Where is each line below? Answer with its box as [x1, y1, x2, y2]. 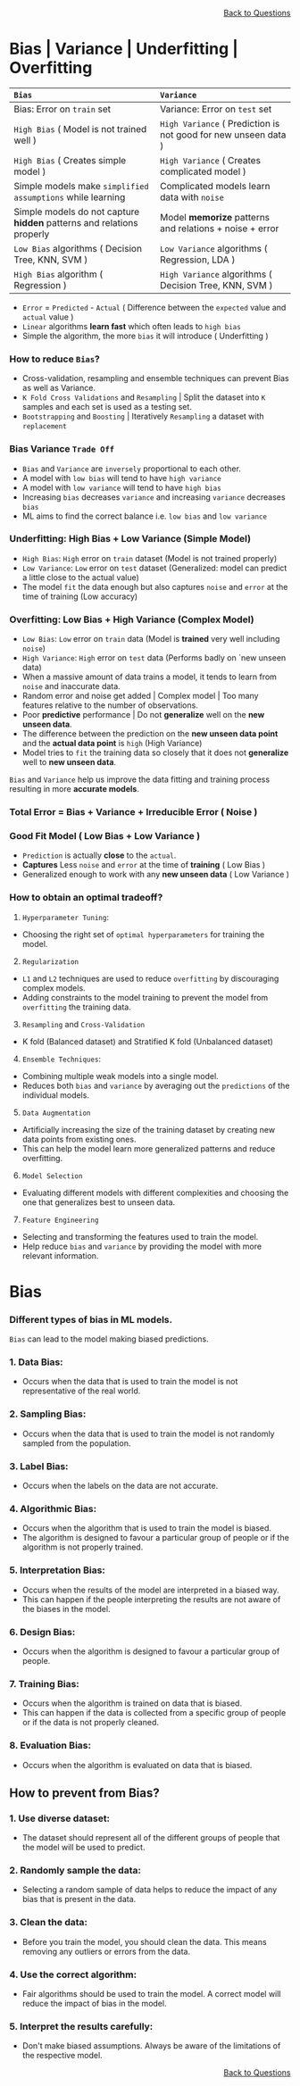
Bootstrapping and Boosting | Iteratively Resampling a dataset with [21, 411, 265, 422]
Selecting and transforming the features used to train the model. [21, 1231, 259, 1242]
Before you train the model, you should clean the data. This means [21, 1936, 267, 1947]
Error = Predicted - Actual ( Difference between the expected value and [21, 302, 287, 312]
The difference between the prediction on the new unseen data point [21, 728, 279, 739]
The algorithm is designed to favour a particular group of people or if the [21, 1533, 290, 1543]
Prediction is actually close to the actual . [21, 850, 177, 860]
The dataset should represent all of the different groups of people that [21, 1833, 280, 1843]
